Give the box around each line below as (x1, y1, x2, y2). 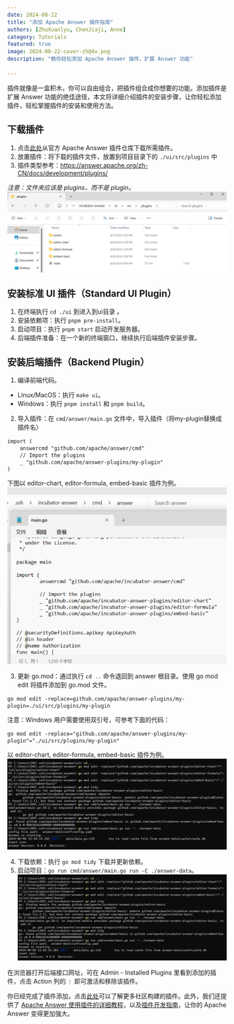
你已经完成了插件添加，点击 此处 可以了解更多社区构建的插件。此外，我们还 (7, 992, 221, 1000)
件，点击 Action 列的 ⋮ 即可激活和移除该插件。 (7, 977, 141, 986)
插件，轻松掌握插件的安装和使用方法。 (7, 101, 117, 110)
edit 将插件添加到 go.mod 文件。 (17, 680, 111, 689)
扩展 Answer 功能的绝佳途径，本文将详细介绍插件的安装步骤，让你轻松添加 (7, 92, 221, 101)
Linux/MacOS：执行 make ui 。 (17, 391, 104, 400)
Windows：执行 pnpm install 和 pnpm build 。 (17, 400, 149, 408)
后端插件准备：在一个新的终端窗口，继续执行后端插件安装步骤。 (17, 334, 201, 342)
